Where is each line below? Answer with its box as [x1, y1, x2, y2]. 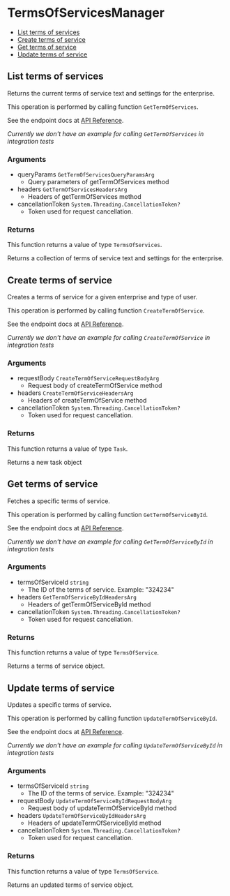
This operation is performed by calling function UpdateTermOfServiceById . [7, 714, 217, 722]
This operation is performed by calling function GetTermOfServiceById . [7, 510, 208, 518]
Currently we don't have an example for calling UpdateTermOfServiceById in [7, 741, 223, 749]
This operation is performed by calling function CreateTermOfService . [7, 306, 205, 315]
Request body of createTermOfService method [27, 382, 162, 390]
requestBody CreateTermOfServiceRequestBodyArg [17, 374, 160, 382]
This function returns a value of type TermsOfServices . [7, 241, 162, 249]
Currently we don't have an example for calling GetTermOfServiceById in [7, 537, 214, 546]
